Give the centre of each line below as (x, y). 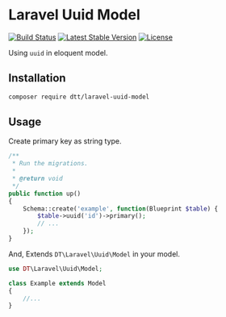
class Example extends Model (57, 283)
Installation (37, 78)
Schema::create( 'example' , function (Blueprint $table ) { (121, 209)
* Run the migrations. (50, 164)
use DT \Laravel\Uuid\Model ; (56, 269)
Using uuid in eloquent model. (58, 52)
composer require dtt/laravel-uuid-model (79, 97)
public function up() (45, 194)
